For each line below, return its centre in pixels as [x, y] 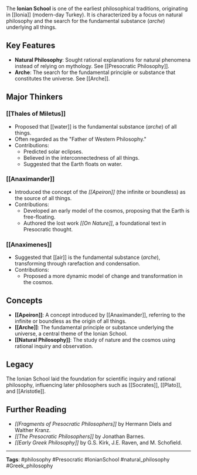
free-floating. [39, 217]
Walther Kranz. [33, 430]
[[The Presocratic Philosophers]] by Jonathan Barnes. [80, 436]
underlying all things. [31, 27]
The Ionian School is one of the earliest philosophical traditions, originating [97, 9]
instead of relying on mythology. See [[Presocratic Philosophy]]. [92, 66]
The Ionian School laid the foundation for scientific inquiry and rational [91, 379]
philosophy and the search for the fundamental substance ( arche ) [86, 21]
